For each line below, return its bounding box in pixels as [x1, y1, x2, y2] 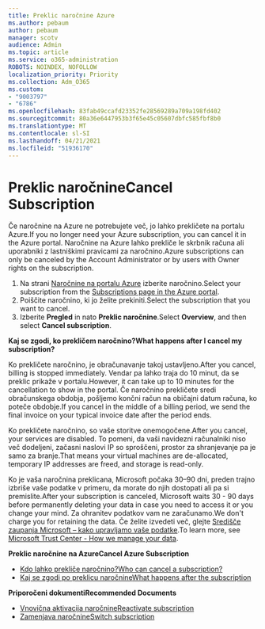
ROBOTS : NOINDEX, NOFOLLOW [8, 63, 97, 71]
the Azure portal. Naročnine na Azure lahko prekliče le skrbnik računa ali [8, 238, 244, 248]
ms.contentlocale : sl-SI [8, 129, 90, 137]
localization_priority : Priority [8, 71, 119, 78]
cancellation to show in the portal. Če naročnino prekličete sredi [8, 385, 217, 395]
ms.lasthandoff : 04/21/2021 [8, 136, 101, 145]
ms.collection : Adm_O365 [8, 78, 90, 86]
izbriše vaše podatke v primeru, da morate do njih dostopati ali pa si [8, 483, 229, 493]
